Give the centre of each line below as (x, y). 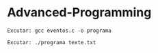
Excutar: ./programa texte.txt (52, 42)
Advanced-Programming (79, 13)
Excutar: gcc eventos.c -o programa (59, 31)
